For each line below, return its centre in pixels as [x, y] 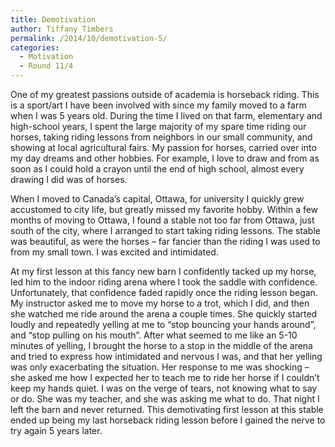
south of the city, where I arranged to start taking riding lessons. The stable [165, 230]
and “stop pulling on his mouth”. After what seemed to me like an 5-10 [154, 335]
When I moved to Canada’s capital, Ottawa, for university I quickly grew [157, 199]
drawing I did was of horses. [69, 179]
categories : [35, 47]
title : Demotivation [53, 19]
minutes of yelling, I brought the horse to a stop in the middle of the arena [161, 345]
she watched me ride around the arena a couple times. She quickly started [164, 314]
